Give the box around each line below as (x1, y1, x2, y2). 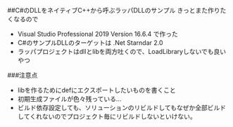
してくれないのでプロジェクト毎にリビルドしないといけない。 (17, 112, 196, 121)
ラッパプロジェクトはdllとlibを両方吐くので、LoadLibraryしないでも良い (17, 48, 227, 55)
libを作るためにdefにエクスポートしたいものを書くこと (17, 86, 176, 94)
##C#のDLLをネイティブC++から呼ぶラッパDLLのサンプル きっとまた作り (7, 6, 220, 14)
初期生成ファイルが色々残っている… (17, 95, 122, 103)
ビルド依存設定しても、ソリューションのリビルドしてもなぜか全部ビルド (17, 104, 227, 112)
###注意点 (7, 71, 38, 79)
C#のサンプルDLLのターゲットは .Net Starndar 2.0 (17, 39, 163, 47)
